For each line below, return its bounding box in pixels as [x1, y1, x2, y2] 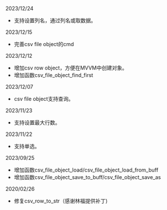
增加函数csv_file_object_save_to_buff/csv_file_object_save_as [13, 174, 161, 180]
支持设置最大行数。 [13, 119, 61, 126]
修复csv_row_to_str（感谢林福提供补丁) [13, 198, 108, 204]
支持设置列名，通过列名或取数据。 [13, 17, 96, 24]
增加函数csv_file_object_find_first [13, 72, 93, 78]
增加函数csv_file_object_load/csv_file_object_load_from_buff [13, 166, 159, 173]
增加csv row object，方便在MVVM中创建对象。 [13, 64, 128, 71]
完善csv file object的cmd [13, 41, 74, 47]
